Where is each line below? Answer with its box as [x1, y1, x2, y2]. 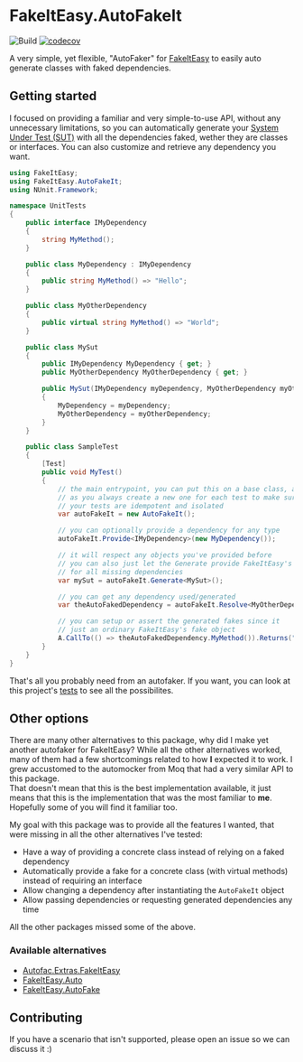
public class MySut [25, 342, 99, 352]
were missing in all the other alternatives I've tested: [9, 829, 203, 840]
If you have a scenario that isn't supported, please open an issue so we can [9, 1034, 290, 1045]
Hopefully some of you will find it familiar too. [9, 802, 178, 813]
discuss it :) [9, 1044, 52, 1055]
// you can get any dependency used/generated [57, 592, 236, 601]
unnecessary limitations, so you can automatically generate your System [9, 122, 280, 133]
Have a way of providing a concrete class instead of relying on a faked [22, 846, 285, 858]
